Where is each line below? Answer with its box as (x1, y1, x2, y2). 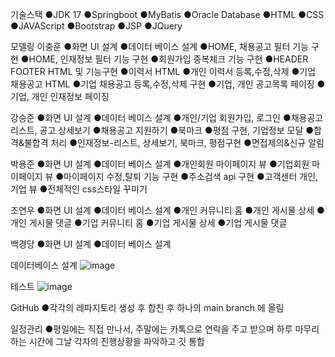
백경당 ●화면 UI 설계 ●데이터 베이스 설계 (10, 238, 172, 250)
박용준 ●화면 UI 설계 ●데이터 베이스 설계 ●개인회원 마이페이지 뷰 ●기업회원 (10, 158, 310, 170)
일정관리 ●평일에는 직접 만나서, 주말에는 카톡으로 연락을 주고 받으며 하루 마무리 (10, 323, 320, 335)
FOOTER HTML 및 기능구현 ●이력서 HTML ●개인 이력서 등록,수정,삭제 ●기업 (10, 66, 317, 77)
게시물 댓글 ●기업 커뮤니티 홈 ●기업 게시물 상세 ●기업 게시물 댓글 (28, 217, 288, 228)
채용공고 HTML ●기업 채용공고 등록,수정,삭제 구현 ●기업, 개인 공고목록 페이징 (10, 78, 315, 90)
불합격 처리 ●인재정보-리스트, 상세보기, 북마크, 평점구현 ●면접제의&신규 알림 (23, 137, 325, 148)
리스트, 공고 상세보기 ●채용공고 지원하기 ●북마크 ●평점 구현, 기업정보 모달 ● (10, 124, 315, 136)
